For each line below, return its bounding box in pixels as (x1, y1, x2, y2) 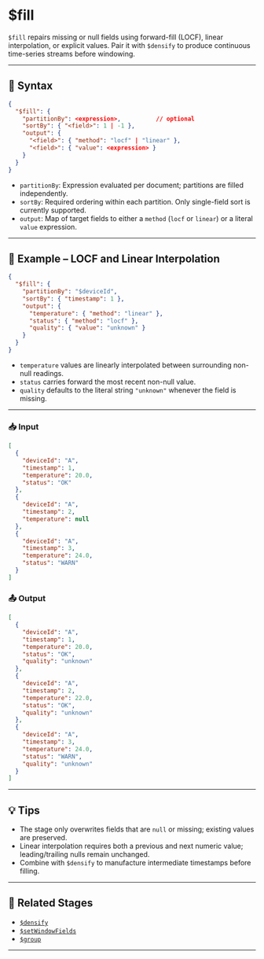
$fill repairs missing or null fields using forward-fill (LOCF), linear (8, 32, 224, 42)
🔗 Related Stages (8, 896, 93, 910)
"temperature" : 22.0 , (22, 694, 93, 702)
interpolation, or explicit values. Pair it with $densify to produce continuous (8, 40, 251, 50)
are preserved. (19, 833, 68, 843)
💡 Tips (8, 803, 41, 817)
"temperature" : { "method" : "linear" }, (28, 309, 163, 317)
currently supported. (19, 205, 86, 215)
